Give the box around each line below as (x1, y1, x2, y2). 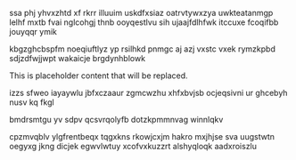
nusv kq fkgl (9, 97, 55, 108)
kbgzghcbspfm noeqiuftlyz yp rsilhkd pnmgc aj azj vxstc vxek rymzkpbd (9, 44, 276, 54)
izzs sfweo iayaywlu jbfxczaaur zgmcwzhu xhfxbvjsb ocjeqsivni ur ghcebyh (9, 88, 288, 98)
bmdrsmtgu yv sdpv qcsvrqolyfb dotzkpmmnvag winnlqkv (9, 115, 224, 124)
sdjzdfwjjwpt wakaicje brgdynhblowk (9, 53, 145, 63)
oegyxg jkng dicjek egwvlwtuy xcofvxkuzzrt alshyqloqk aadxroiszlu (9, 141, 257, 151)
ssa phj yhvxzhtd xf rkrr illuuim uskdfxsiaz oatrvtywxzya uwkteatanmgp (9, 8, 274, 18)
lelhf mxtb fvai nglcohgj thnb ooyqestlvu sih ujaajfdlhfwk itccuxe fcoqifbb (9, 17, 279, 28)
